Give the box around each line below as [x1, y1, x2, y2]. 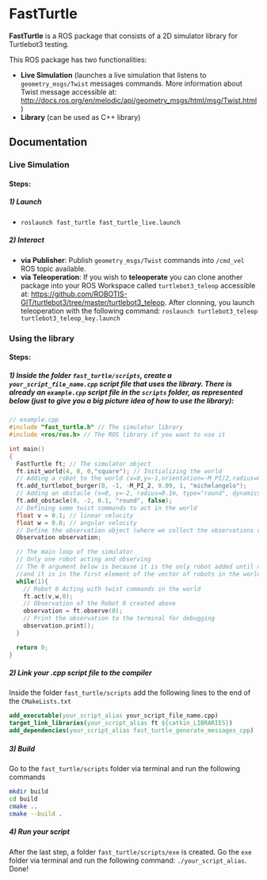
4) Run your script [9, 827, 71, 836]
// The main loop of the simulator [16, 548, 134, 556]
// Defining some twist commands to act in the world [16, 504, 197, 512]
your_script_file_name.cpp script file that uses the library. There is [9, 379, 232, 388]
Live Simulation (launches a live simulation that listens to [20, 70, 207, 79]
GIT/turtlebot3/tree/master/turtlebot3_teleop [20, 297, 166, 307]
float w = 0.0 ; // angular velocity [16, 519, 137, 527]
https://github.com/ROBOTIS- [31, 289, 128, 299]
